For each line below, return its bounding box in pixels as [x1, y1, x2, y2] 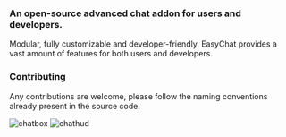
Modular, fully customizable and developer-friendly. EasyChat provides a [9, 39, 277, 49]
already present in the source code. [9, 100, 140, 111]
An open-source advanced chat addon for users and [9, 7, 241, 20]
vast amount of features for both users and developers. [9, 48, 213, 59]
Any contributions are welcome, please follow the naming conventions [9, 90, 268, 101]
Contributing [9, 71, 66, 83]
